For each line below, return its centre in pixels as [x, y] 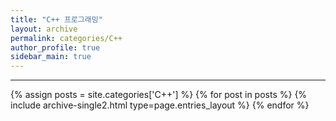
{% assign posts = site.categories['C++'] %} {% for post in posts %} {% [159, 95]
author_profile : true [55, 47]
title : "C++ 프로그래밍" [56, 19]
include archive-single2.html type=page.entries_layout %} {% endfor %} [160, 105]
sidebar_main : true [51, 57]
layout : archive [44, 29]
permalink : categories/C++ [66, 38]
